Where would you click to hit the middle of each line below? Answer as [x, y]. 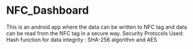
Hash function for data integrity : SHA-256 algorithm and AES [82, 39]
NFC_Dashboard [48, 10]
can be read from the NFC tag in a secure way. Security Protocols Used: [95, 33]
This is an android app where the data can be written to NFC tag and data [96, 27]
